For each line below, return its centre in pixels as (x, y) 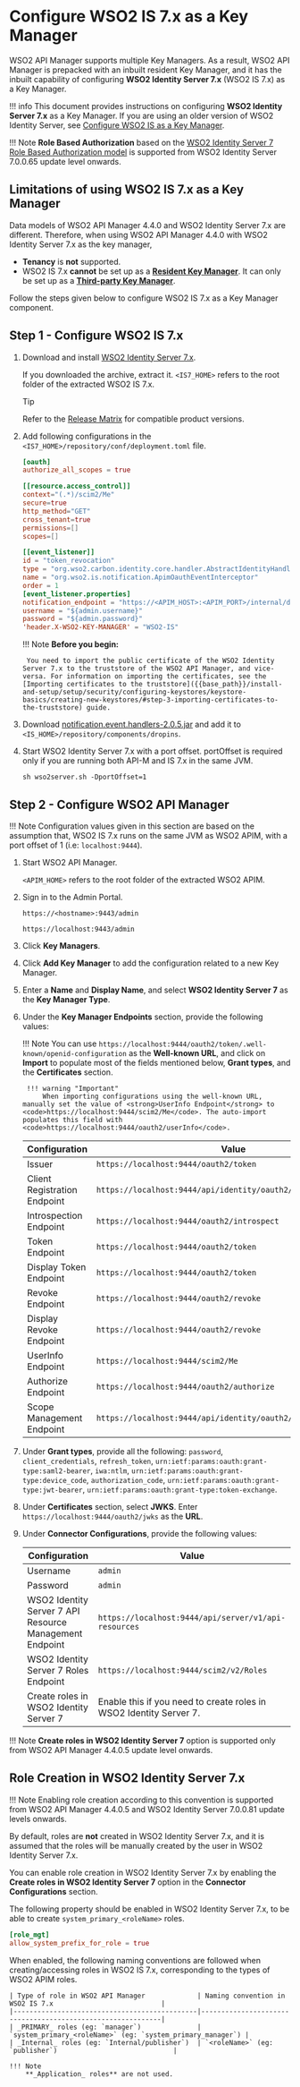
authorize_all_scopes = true (76, 470)
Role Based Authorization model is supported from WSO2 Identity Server (143, 152)
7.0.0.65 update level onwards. (66, 161)
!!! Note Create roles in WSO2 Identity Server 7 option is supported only (143, 1741)
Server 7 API (53, 1611)
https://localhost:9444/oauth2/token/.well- (183, 1044)
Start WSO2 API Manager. (70, 862)
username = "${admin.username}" (82, 610)
